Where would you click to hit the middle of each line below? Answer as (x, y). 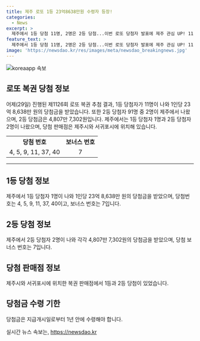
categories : (21, 17)
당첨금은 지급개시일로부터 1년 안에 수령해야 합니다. (65, 319)
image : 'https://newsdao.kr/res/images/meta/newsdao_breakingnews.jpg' (97, 51)
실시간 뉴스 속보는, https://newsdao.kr (51, 331)
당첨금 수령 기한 (33, 304)
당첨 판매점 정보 (33, 268)
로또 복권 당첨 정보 (38, 89)
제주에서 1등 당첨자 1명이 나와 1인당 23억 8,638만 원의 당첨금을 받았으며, (90, 196)
